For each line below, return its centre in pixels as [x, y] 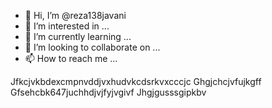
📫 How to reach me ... [71, 58]
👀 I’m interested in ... [67, 26]
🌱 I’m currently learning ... [78, 36]
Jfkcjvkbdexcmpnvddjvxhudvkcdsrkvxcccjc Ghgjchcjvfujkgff [136, 81]
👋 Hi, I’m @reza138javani [75, 15]
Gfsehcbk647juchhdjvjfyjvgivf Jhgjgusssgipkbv [108, 92]
